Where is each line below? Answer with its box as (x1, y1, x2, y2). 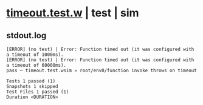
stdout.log (6, 30, 47, 41)
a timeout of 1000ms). (6, 52, 64, 58)
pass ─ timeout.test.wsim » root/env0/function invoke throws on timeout (6, 67, 198, 73)
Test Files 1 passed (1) (6, 89, 69, 95)
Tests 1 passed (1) (6, 78, 56, 84)
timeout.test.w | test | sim (6, 6, 139, 20)
